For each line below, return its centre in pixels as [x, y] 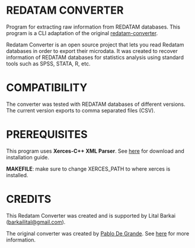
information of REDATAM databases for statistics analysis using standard [95, 57]
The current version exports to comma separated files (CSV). [81, 110]
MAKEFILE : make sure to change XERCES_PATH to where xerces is [88, 169]
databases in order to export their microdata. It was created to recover [92, 51]
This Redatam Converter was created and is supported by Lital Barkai [91, 215]
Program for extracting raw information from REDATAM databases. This [93, 27]
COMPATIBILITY [47, 88]
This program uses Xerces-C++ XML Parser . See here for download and [95, 151]
